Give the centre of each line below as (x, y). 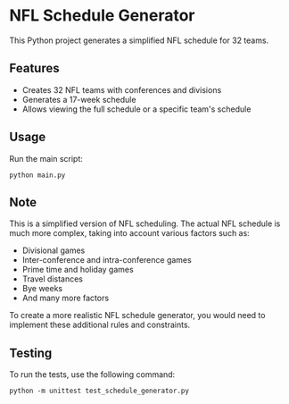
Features (34, 68)
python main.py (37, 175)
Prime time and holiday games (78, 270)
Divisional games (54, 250)
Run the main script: (46, 158)
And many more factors (66, 298)
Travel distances (52, 279)
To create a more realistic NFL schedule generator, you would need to (137, 316)
